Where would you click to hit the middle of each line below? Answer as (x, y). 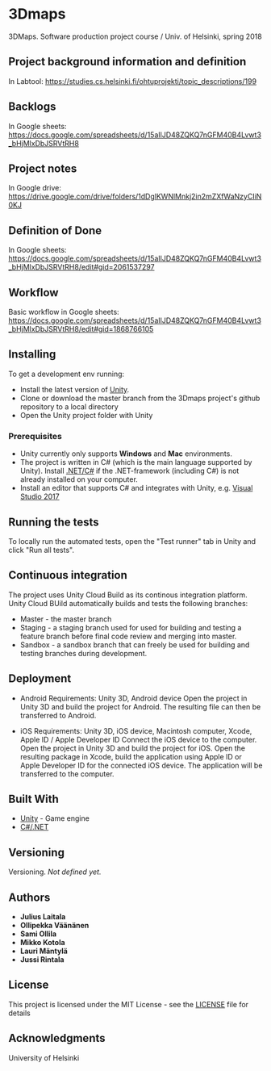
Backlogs (32, 107)
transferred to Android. (58, 715)
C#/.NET (34, 827)
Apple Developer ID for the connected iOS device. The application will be (141, 765)
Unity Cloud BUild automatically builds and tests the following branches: (128, 603)
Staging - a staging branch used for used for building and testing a (131, 627)
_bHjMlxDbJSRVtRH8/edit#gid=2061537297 (81, 267)
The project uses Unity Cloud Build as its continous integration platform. (128, 595)
